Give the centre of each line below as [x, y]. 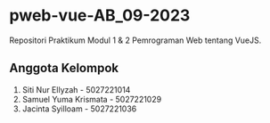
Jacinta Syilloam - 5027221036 [79, 109]
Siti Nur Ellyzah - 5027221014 [76, 89]
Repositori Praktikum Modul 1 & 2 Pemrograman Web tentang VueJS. [135, 40]
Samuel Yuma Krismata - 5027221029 [92, 99]
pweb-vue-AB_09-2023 [100, 16]
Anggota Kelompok [64, 68]
